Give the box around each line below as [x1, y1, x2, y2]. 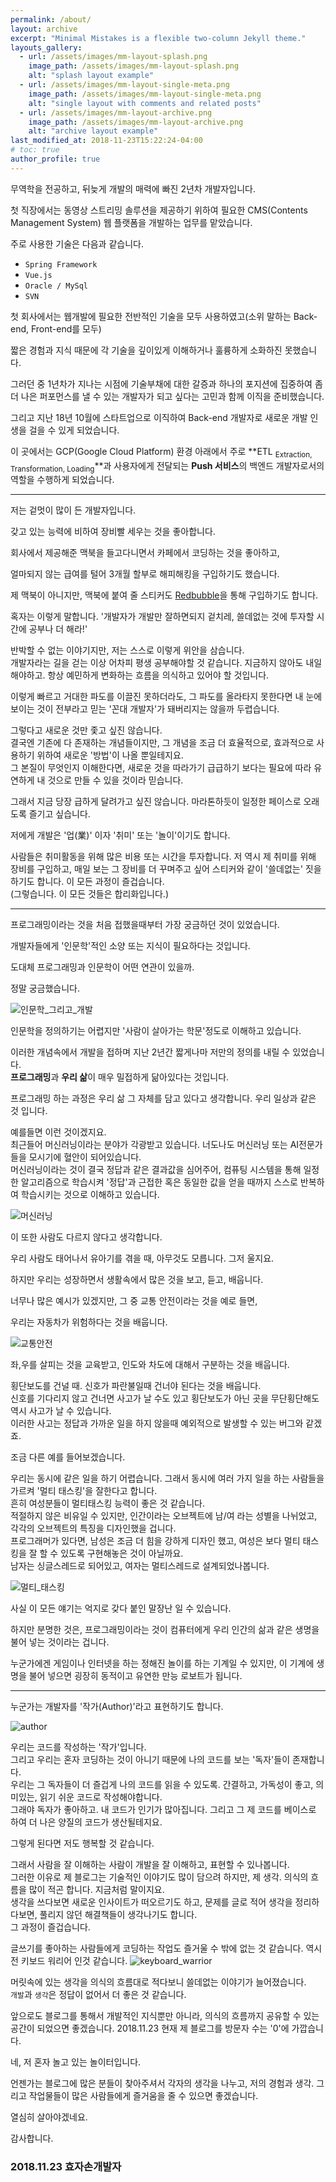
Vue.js [24, 270, 53, 280]
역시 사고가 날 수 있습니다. [10, 1405, 112, 1417]
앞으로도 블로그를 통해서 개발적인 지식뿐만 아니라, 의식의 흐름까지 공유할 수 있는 [10, 2010, 320, 2022]
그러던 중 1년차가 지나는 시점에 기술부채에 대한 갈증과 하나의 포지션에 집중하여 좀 [10, 377, 323, 390]
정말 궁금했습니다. [10, 982, 81, 995]
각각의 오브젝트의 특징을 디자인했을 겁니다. [10, 1522, 177, 1535]
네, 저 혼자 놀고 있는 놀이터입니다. [10, 2056, 142, 2068]
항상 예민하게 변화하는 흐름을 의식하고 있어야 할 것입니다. [47, 669, 270, 681]
